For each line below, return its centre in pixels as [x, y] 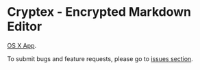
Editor [25, 26]
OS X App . [22, 45]
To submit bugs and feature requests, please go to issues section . [100, 58]
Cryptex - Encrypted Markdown [99, 12]
